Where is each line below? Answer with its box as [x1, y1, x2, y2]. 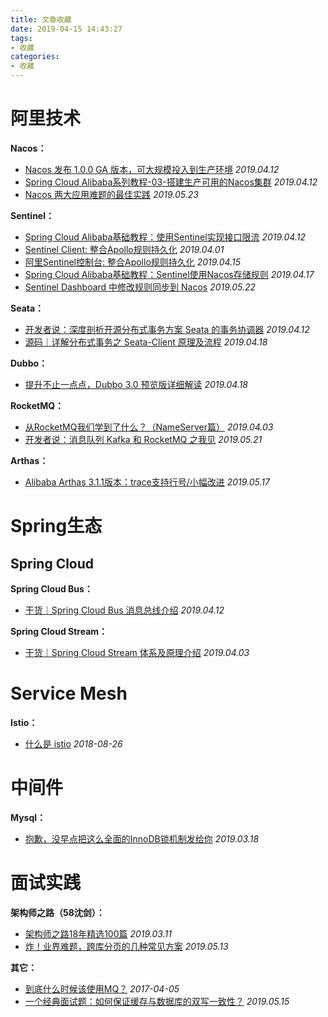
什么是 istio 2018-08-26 [24, 737, 123, 750]
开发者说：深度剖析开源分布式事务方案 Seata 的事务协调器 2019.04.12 [24, 323, 310, 335]
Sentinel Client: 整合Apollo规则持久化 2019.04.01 [24, 243, 225, 255]
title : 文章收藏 [10, 14, 72, 25]
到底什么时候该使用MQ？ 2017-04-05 [24, 982, 180, 995]
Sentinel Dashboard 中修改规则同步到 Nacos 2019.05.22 [24, 281, 257, 293]
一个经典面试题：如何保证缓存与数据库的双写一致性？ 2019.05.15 [24, 995, 290, 1007]
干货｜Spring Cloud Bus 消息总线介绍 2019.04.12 [24, 604, 225, 616]
